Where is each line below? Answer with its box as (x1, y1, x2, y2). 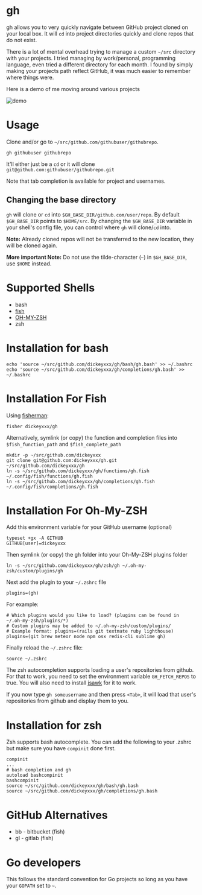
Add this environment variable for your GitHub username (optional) (6, 523, 172, 531)
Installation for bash (6, 341, 109, 355)
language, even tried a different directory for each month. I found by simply (6, 61, 193, 68)
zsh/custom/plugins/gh (6, 568, 63, 574)
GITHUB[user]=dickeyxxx (6, 540, 66, 546)
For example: (6, 601, 39, 608)
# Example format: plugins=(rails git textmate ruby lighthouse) (6, 628, 174, 634)
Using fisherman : (6, 411, 49, 419)
